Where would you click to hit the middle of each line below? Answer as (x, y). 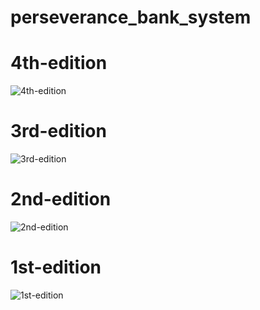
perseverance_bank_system (131, 17)
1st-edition (56, 267)
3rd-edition (58, 131)
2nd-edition (61, 199)
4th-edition (59, 63)
